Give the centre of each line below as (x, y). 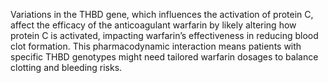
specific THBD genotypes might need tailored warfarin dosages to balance (164, 57)
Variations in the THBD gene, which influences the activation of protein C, (162, 14)
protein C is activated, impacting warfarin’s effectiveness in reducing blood (164, 35)
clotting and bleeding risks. (66, 67)
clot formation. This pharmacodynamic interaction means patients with (156, 46)
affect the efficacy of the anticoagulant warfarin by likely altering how (153, 25)
